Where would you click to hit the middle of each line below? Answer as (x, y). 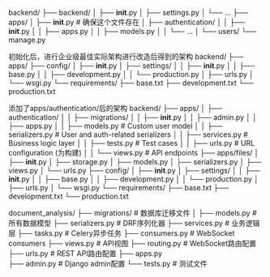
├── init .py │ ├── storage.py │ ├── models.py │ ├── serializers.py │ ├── (135, 162)
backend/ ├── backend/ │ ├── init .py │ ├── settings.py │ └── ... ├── (129, 13)
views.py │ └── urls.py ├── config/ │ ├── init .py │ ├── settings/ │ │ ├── (135, 170)
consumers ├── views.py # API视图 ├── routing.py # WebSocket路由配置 (133, 243)
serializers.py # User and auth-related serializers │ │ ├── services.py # (129, 134)
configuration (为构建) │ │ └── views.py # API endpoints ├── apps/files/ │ (134, 153)
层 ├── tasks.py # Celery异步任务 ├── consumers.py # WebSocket (122, 233)
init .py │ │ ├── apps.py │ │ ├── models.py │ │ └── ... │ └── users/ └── (133, 31)
